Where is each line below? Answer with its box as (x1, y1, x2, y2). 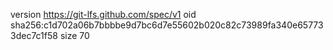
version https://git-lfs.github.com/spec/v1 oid (10, 9, 197, 20)
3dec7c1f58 (10, 30, 58, 41)
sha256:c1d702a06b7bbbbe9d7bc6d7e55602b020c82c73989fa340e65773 (10, 19, 324, 31)
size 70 (59, 30, 90, 41)
